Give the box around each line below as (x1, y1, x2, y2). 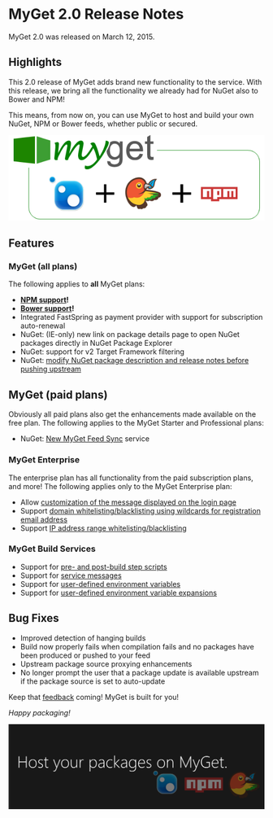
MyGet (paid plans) (8, 387, 108, 401)
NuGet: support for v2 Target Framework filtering (19, 347, 185, 357)
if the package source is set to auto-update (19, 676, 166, 686)
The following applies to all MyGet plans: (8, 279, 145, 289)
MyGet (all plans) (8, 261, 78, 273)
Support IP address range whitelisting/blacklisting (19, 523, 187, 533)
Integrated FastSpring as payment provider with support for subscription (19, 313, 263, 322)
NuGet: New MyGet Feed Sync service (19, 434, 150, 444)
